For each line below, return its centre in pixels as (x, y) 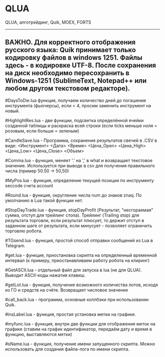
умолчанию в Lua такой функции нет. (44, 200)
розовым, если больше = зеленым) (42, 130)
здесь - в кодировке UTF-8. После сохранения (81, 65)
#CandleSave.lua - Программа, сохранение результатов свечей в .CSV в (81, 140)
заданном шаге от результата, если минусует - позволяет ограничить (79, 226)
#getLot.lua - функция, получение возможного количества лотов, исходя (82, 285)
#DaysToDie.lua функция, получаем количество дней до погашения (76, 100)
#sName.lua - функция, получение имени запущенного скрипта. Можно (80, 344)
